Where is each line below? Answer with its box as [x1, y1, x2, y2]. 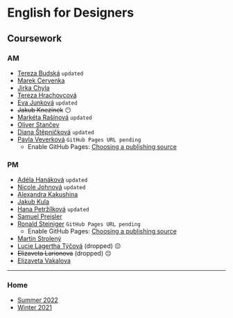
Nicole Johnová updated [17, 183, 86, 191]
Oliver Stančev [17, 120, 60, 129]
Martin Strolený [17, 234, 62, 243]
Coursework [7, 33, 62, 44]
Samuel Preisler [17, 213, 62, 221]
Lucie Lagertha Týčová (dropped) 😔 [17, 242, 121, 250]
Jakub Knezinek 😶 [17, 105, 71, 114]
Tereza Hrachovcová [17, 91, 77, 99]
